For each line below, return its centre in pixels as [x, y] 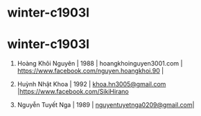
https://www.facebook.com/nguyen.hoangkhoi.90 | [90, 71]
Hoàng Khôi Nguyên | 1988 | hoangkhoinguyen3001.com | [100, 64]
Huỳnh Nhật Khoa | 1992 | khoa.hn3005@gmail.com [91, 84]
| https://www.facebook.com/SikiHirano [73, 92]
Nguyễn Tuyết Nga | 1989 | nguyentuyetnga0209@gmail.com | [106, 105]
